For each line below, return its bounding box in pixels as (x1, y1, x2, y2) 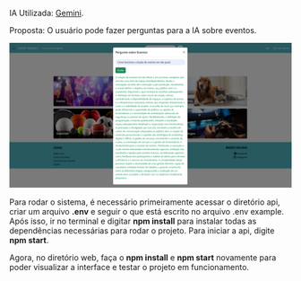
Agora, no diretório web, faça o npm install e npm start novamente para (9, 251, 277, 263)
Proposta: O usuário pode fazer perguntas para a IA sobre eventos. (9, 25, 257, 35)
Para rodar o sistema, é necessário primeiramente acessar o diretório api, (9, 197, 280, 207)
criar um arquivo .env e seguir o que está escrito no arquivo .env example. (9, 206, 285, 216)
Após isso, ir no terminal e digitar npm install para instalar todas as (9, 215, 257, 226)
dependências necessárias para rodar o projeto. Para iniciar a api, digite (9, 224, 275, 236)
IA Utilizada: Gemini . (9, 8, 84, 18)
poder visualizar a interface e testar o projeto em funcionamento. (9, 261, 249, 272)
